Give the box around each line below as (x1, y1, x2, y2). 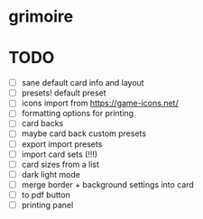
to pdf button (21, 189, 71, 200)
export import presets (21, 138, 103, 150)
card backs (21, 118, 64, 129)
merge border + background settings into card (21, 178, 195, 190)
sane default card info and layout (21, 78, 145, 88)
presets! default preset (21, 87, 106, 98)
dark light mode (21, 169, 80, 179)
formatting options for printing (21, 108, 134, 119)
